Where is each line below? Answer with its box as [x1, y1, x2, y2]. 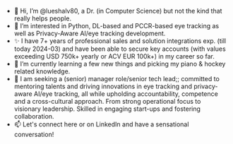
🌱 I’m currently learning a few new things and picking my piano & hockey [13, 60, 226, 68]
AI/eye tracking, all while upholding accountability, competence [34, 90, 219, 98]
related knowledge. [13, 67, 71, 76]
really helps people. [13, 14, 72, 23]
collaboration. [13, 112, 54, 120]
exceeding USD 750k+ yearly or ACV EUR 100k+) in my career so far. [13, 52, 215, 60]
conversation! [13, 131, 54, 138]
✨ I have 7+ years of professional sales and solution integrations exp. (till [13, 37, 227, 45]
